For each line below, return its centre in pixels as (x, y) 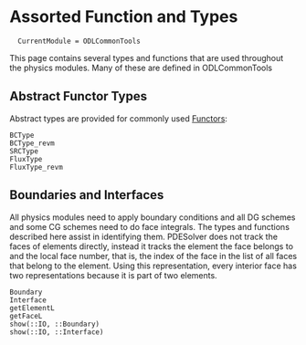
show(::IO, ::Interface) (57, 332)
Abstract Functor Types (79, 96)
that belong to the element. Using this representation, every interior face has (153, 266)
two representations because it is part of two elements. (113, 275)
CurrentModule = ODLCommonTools (79, 41)
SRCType (24, 151)
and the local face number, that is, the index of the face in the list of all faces (153, 256)
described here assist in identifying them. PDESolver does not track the (144, 236)
